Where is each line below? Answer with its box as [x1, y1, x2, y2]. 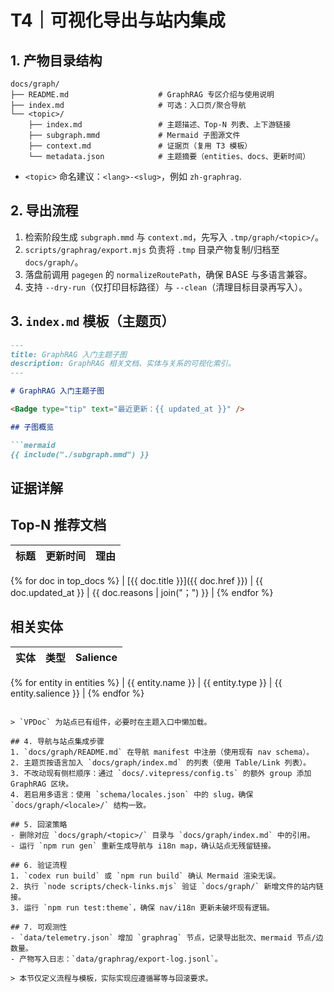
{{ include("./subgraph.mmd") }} [10, 449, 150, 460]
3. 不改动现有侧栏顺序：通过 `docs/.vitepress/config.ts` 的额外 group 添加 [10, 768, 312, 778]
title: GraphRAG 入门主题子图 [10, 349, 127, 360]
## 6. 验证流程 [10, 860, 68, 870]
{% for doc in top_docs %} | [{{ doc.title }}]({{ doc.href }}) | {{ [10, 574, 264, 586]
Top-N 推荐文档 [10, 517, 107, 534]
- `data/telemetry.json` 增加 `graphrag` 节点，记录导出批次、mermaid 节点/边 [10, 932, 324, 943]
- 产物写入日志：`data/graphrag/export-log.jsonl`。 [10, 954, 223, 964]
